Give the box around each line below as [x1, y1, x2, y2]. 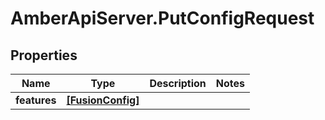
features [15, 93, 57, 107]
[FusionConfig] [66, 93, 140, 107]
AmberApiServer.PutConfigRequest [10, 7, 315, 30]
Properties [10, 47, 78, 64]
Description [149, 77, 207, 90]
